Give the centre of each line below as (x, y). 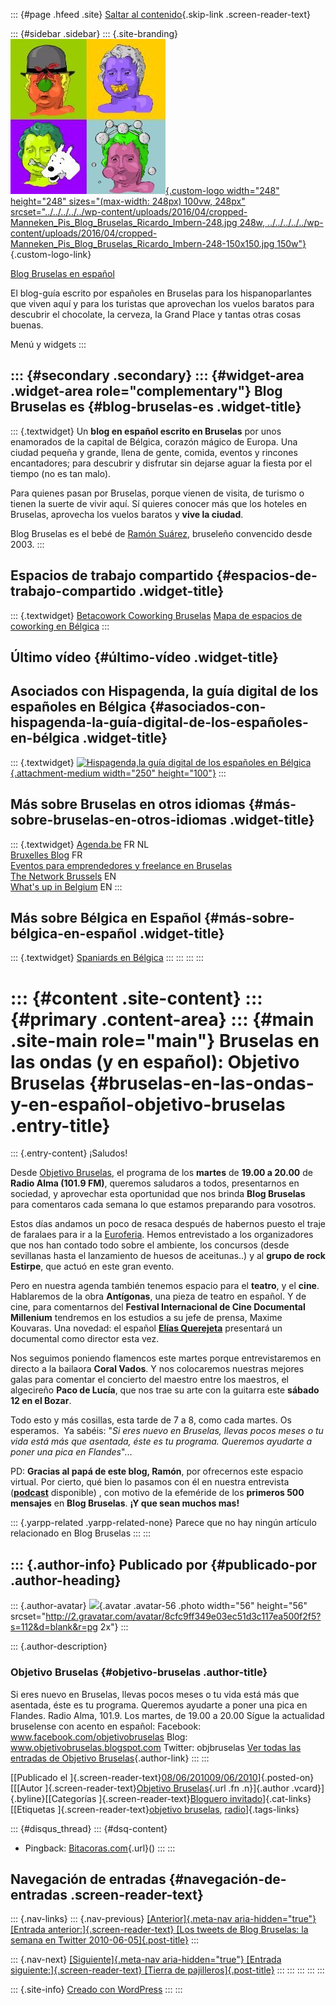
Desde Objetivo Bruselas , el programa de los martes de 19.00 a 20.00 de (161, 1173)
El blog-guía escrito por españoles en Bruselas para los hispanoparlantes (161, 293)
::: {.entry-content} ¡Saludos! (69, 1153)
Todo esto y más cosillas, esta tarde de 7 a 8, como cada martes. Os (151, 1420)
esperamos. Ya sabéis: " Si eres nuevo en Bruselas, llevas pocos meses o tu (167, 1431)
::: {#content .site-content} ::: (136, 998)
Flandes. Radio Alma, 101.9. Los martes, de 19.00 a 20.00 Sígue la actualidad (167, 1715)
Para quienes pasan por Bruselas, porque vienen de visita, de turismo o (157, 493)
